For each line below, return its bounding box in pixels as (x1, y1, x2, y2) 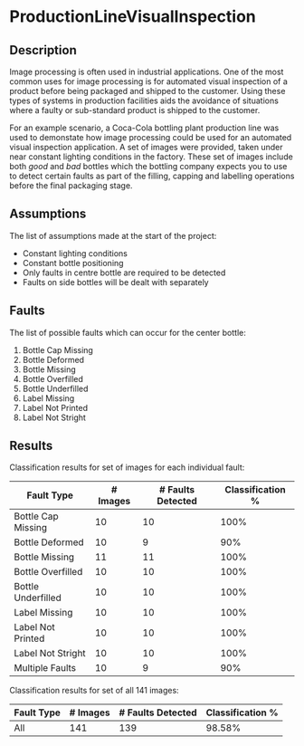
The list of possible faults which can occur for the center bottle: (9, 327, 246, 338)
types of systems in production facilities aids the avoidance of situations (9, 95, 279, 106)
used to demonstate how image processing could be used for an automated (9, 132, 292, 142)
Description (9, 43, 77, 58)
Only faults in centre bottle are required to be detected (22, 267, 226, 278)
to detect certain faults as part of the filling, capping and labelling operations (9, 170, 295, 181)
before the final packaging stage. (9, 180, 133, 191)
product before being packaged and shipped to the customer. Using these (9, 86, 286, 96)
